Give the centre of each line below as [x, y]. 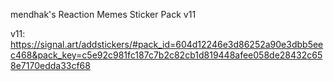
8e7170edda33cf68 [50, 65]
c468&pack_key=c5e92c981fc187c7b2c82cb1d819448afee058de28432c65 [166, 55]
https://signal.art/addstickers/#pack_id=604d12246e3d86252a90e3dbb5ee [167, 44]
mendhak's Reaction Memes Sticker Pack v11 [103, 14]
